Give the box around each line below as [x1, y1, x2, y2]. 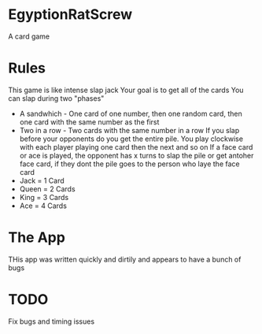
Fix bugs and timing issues [8, 317, 95, 326]
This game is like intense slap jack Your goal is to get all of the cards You [8, 85, 244, 95]
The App [8, 228, 65, 247]
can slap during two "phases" [8, 93, 105, 103]
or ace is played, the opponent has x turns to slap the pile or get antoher [19, 150, 254, 160]
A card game [8, 32, 50, 41]
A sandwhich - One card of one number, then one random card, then [19, 109, 242, 118]
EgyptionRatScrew [8, 6, 133, 24]
